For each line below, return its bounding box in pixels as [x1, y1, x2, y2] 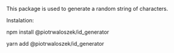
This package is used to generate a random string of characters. [6, 5, 169, 12]
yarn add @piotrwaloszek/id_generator [6, 40, 104, 47]
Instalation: [6, 17, 34, 23]
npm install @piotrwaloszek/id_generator [6, 28, 109, 36]
